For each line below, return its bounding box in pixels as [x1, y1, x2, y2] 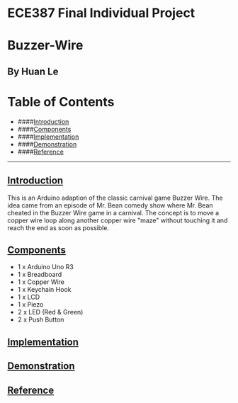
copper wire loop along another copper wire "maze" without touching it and [7, 216, 228, 225]
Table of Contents [7, 93, 115, 110]
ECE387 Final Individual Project [7, 5, 195, 21]
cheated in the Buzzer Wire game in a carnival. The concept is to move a [7, 208, 220, 217]
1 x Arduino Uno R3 [17, 263, 74, 271]
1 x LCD [17, 293, 40, 302]
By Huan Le [7, 65, 59, 77]
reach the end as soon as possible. [7, 223, 110, 232]
